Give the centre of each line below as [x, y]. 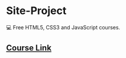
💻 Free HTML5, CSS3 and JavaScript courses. [63, 27]
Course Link [29, 48]
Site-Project [36, 11]
